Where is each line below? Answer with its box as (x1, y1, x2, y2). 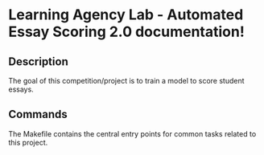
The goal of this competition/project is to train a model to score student (8, 76, 245, 85)
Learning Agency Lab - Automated (8, 6, 244, 24)
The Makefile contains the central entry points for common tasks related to (8, 128, 257, 138)
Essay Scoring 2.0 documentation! (8, 22, 245, 41)
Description (8, 55, 68, 68)
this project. (8, 137, 48, 147)
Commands (8, 108, 68, 121)
